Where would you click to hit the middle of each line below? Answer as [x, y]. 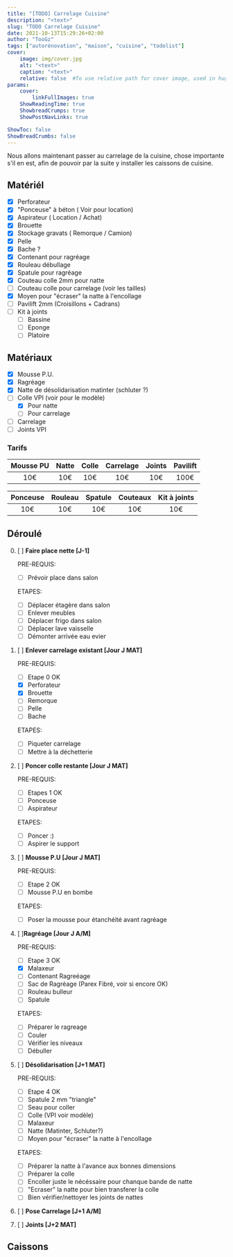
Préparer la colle [51, 1174]
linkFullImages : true [63, 98]
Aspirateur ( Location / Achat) [60, 218]
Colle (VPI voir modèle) [60, 1115]
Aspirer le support [53, 843]
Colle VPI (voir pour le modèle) [61, 398]
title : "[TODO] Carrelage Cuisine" [59, 14]
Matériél [26, 185]
